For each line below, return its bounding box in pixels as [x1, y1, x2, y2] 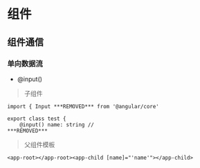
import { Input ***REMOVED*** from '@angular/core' [7, 103, 159, 110]
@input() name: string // [19, 121, 95, 128]
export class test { [7, 115, 67, 122]
